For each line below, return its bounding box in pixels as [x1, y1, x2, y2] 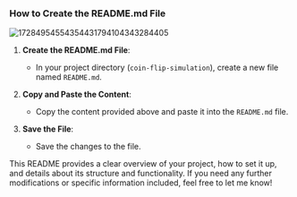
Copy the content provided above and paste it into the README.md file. [35, 107, 289, 117]
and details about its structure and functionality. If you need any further [9, 168, 273, 179]
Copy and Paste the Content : [21, 89, 132, 100]
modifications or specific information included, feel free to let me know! [9, 177, 273, 188]
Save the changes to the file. [35, 141, 141, 152]
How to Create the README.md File [9, 7, 166, 20]
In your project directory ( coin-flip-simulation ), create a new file [35, 62, 279, 73]
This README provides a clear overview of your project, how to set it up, [9, 158, 277, 169]
